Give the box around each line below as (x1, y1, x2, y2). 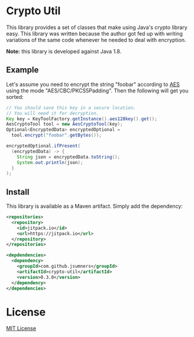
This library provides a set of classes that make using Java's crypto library (6, 24, 187, 31)
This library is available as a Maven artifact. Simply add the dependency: (6, 203, 183, 210)
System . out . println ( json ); (17, 159, 83, 165)
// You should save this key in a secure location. (6, 105, 136, 111)
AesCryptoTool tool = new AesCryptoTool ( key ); (6, 121, 123, 127)
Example (6, 65, 39, 75)
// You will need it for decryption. (6, 110, 99, 116)
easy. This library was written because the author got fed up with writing (6, 30, 183, 37)
